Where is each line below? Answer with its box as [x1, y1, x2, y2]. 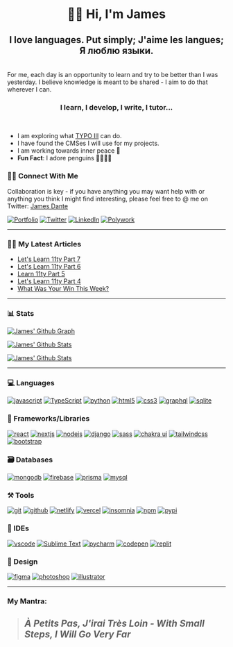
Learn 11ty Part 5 [17, 269, 65, 278]
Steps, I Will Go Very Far [24, 628, 131, 641]
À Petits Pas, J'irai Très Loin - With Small [24, 618, 205, 630]
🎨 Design [7, 557, 38, 566]
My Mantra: [7, 596, 47, 606]
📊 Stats [7, 308, 35, 318]
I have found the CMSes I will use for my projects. [17, 139, 159, 148]
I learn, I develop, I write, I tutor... [60, 102, 173, 112]
